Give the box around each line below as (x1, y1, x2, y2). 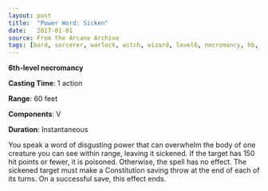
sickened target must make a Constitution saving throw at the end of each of (8, 166, 260, 175)
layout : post (8, 11, 52, 20)
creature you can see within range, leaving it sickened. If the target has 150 (8, 149, 255, 158)
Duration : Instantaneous (8, 125, 89, 134)
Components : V (8, 109, 61, 119)
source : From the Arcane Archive (8, 33, 120, 42)
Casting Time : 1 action (8, 79, 83, 88)
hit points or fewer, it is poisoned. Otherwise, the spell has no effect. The (8, 157, 247, 167)
